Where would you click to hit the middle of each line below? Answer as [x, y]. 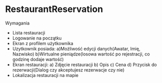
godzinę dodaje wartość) [38, 59]
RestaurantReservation [54, 9]
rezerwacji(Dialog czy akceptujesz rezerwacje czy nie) [68, 70]
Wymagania [17, 23]
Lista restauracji [29, 32]
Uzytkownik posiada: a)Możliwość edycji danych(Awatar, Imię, [76, 48]
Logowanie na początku [37, 38]
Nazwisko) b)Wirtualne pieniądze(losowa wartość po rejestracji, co [81, 54]
